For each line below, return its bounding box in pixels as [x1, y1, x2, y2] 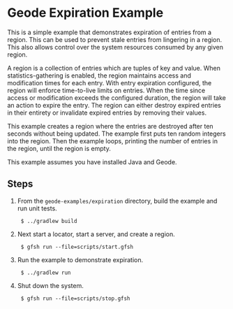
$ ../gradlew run [20, 269, 71, 276]
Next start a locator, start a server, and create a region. [17, 229, 176, 238]
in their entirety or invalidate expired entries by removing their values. [7, 108, 207, 117]
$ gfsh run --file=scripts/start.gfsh [20, 243, 134, 250]
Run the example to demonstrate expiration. [17, 255, 144, 264]
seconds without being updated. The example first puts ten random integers [7, 129, 226, 138]
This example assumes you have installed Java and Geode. [7, 157, 177, 166]
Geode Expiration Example [7, 5, 164, 21]
